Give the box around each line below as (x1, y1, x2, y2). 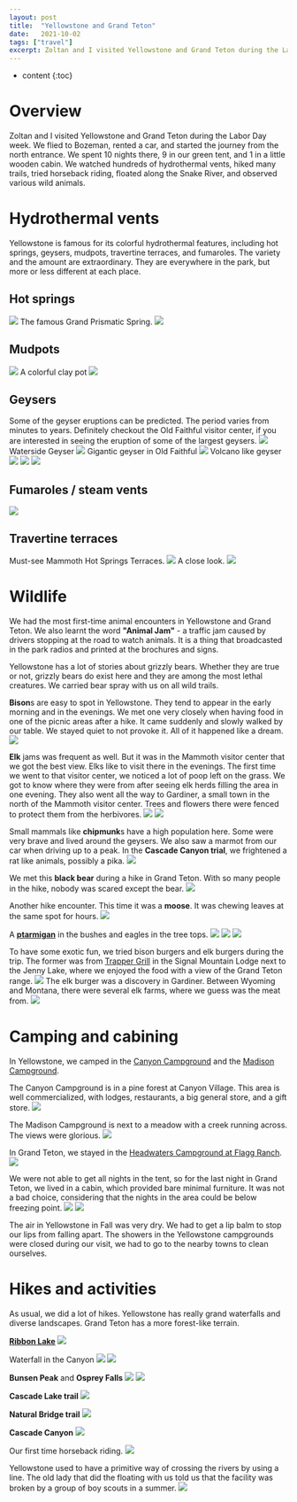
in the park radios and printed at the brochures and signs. (9, 644, 219, 654)
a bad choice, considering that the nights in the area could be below (9, 1192, 257, 1203)
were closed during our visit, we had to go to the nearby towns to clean (9, 1238, 269, 1249)
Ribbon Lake (9, 1336, 56, 1346)
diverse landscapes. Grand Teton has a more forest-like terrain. (9, 1317, 240, 1328)
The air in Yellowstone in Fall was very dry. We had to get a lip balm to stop (9, 1219, 282, 1230)
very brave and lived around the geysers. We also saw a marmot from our (9, 836, 277, 846)
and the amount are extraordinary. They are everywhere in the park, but (9, 257, 270, 267)
